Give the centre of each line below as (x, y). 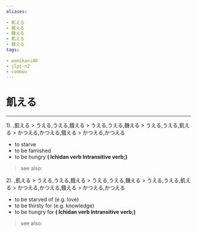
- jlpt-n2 (18, 66)
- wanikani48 (22, 60)
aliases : (17, 11)
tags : (13, 50)
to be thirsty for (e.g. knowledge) (55, 206)
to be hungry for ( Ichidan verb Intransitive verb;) (75, 212)
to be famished (33, 151)
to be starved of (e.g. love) (47, 200)
